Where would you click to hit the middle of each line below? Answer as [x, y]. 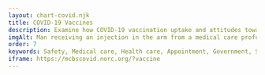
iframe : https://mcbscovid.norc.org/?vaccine [84, 59]
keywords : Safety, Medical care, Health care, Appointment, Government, [130, 52]
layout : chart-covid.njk [49, 15]
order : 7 [22, 45]
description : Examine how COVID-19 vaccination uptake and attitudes [125, 30]
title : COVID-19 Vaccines [50, 23]
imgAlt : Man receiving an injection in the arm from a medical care [123, 37]
